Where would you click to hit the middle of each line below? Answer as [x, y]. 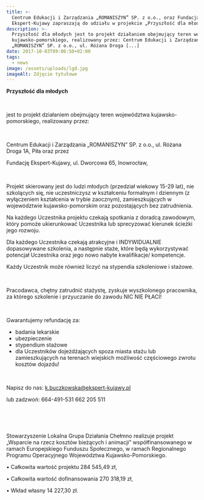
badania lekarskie [37, 332]
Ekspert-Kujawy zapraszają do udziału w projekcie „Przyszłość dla [99, 23]
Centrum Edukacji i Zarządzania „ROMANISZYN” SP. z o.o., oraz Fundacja [106, 18]
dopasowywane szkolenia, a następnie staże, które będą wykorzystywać [98, 249]
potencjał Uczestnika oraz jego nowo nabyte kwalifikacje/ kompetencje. [96, 255]
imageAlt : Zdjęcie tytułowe [42, 74]
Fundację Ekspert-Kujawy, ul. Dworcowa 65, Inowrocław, [77, 163]
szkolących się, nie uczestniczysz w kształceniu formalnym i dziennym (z [98, 193]
